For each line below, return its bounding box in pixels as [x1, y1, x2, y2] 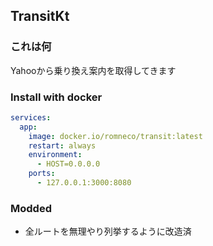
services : [10, 112, 52, 123]
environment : [28, 150, 83, 160]
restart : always [28, 140, 97, 151]
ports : [28, 169, 56, 179]
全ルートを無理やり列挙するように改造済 [24, 225, 192, 238]
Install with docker [10, 90, 103, 104]
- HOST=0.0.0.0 [36, 159, 101, 169]
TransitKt [10, 8, 70, 25]
